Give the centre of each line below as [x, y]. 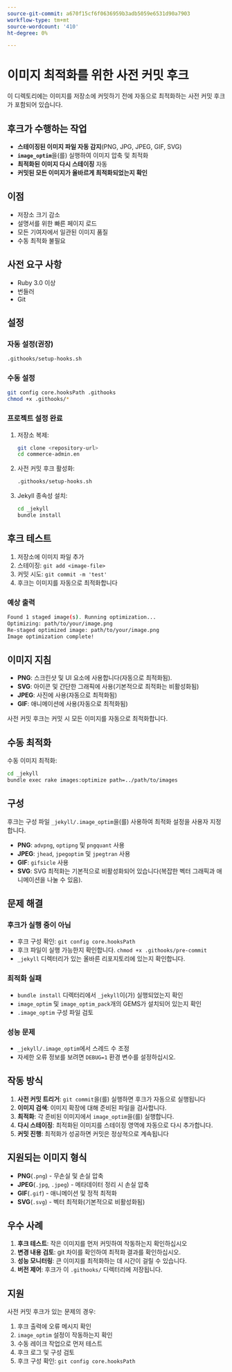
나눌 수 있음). [65, 880]
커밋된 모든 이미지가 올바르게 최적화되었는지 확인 [82, 173]
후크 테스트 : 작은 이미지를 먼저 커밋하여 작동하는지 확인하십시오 [102, 1244]
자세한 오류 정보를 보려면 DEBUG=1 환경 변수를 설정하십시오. [96, 1057]
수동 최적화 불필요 [41, 241]
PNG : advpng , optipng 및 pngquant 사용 [71, 845]
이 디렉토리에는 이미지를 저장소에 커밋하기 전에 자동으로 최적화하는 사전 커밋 [110, 96]
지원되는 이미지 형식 [47, 1158]
